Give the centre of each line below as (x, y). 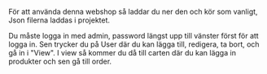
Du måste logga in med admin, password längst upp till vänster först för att (133, 36)
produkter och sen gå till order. (60, 61)
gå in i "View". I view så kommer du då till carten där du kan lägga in (122, 53)
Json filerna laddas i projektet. (59, 20)
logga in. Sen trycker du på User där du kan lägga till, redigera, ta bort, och (134, 44)
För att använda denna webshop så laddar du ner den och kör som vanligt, (133, 12)
